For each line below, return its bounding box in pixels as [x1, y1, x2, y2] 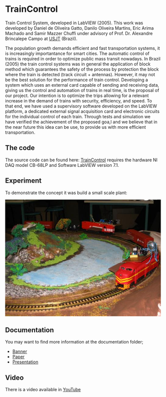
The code [5, 144, 35, 152]
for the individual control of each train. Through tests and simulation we [5, 113, 151, 119]
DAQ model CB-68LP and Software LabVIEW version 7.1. [5, 162, 120, 168]
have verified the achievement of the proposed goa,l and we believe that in [5, 119, 158, 125]
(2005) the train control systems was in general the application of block [5, 61, 151, 67]
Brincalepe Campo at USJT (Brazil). [5, 36, 78, 42]
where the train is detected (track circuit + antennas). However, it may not [5, 71, 155, 77]
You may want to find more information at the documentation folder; [5, 339, 143, 345]
